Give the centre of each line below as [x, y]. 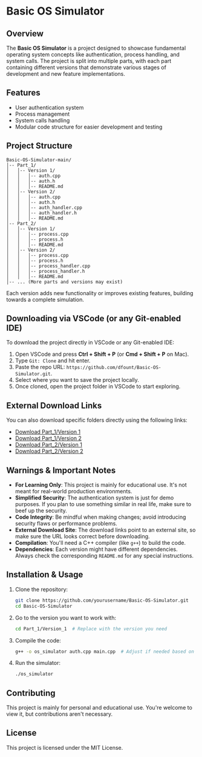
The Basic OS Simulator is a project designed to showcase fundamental [96, 48]
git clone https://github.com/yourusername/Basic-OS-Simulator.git [102, 600]
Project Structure [39, 146]
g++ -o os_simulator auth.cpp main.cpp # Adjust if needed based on [105, 652]
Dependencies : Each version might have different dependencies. [96, 549]
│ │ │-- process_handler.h [46, 271]
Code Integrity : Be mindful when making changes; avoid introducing [100, 517]
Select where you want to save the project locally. [77, 380]
